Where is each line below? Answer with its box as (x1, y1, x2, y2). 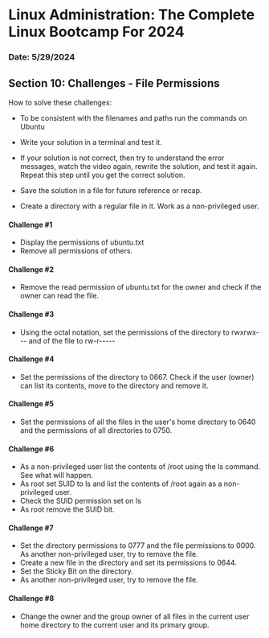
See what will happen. (19, 471, 94, 480)
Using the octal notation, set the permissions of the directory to (19, 327, 230, 337)
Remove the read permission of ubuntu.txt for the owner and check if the (19, 282, 262, 292)
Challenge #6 (8, 444, 55, 454)
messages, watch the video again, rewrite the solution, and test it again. (19, 161, 259, 171)
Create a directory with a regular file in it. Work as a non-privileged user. (19, 201, 259, 211)
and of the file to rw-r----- (28, 335, 116, 345)
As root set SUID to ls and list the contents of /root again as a (19, 479, 222, 488)
